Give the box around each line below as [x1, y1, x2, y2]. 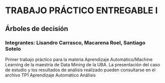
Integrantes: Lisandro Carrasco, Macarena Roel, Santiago [5, 39, 146, 46]
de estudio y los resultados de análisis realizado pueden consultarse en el [5, 67, 156, 73]
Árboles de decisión [5, 25, 68, 33]
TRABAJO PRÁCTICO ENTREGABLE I [5, 5, 158, 16]
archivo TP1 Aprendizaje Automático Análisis [5, 72, 96, 78]
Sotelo [5, 45, 21, 52]
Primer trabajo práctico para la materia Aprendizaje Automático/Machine [5, 56, 153, 62]
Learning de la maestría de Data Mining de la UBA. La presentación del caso [5, 61, 161, 67]
